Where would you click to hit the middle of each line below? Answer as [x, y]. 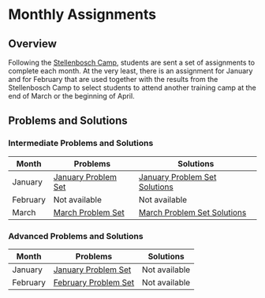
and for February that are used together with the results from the [113, 79]
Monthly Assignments [82, 15]
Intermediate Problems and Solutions [81, 143]
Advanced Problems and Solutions [76, 236]
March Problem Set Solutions [192, 212]
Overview [33, 44]
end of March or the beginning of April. [72, 96]
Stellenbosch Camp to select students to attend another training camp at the [132, 88]
